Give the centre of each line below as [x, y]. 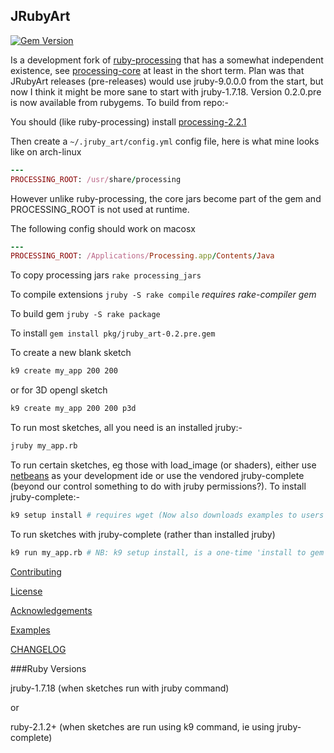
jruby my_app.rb [44, 446]
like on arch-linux [46, 151]
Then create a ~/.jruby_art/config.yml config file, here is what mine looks [165, 141]
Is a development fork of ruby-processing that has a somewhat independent [167, 60]
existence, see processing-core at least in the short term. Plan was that [157, 70]
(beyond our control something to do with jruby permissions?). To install [158, 486]
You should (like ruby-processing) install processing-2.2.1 [128, 121]
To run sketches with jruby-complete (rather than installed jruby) [143, 534]
